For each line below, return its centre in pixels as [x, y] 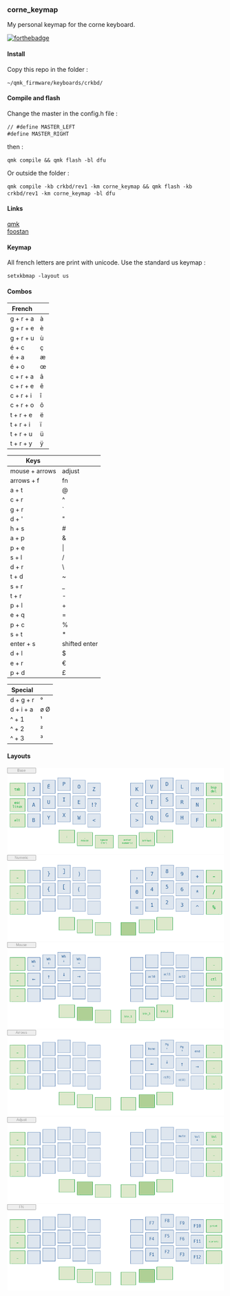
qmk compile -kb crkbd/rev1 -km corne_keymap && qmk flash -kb [100, 187]
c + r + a [22, 376]
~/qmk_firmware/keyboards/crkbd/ [55, 83]
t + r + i [20, 424]
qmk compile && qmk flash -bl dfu [57, 160]
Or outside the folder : [38, 173]
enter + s [23, 644]
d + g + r [22, 700]
